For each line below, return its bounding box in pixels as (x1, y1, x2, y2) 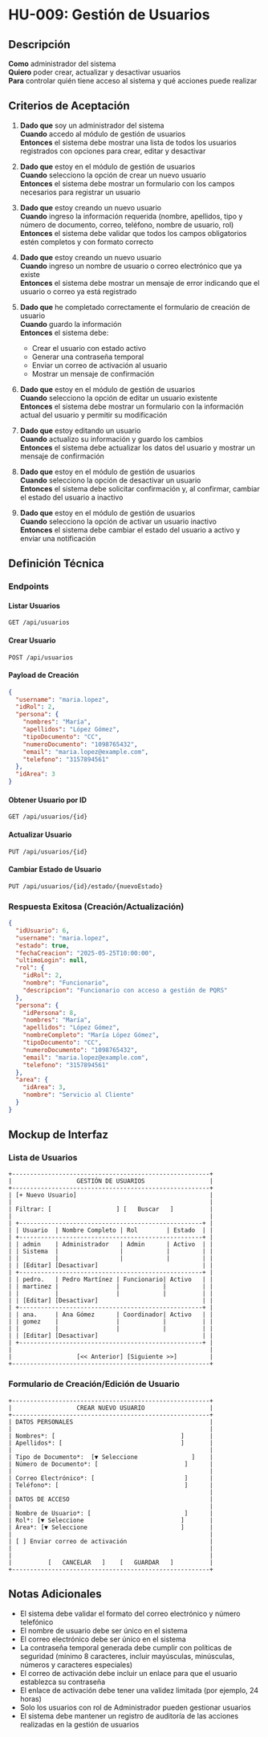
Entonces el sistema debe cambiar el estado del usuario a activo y (19, 524, 241, 535)
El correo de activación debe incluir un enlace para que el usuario (19, 1668, 238, 1678)
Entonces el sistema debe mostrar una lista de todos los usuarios (19, 137, 237, 147)
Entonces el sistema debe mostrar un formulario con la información (19, 402, 244, 411)
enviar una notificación (19, 533, 96, 543)
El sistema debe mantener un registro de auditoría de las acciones (19, 1710, 239, 1720)
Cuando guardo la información (19, 319, 122, 328)
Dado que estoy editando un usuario (19, 426, 141, 435)
